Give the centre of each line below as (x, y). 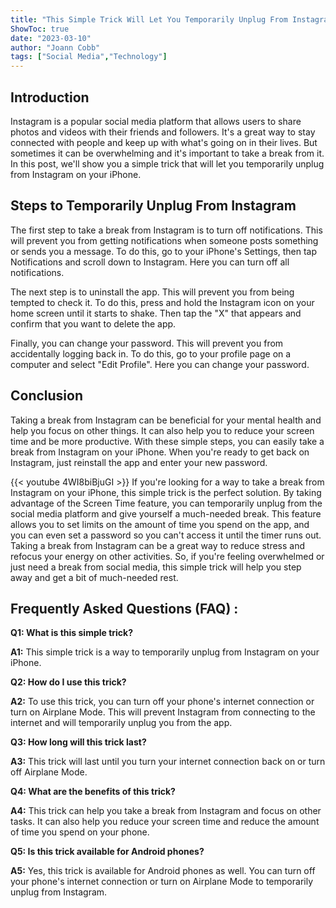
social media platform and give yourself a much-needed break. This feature (166, 513)
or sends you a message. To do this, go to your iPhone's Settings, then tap (164, 251)
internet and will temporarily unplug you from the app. (121, 723)
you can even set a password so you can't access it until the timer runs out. (166, 535)
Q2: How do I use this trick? (68, 682)
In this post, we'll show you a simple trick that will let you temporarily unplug (167, 163)
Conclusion (47, 396)
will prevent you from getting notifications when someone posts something (164, 240)
